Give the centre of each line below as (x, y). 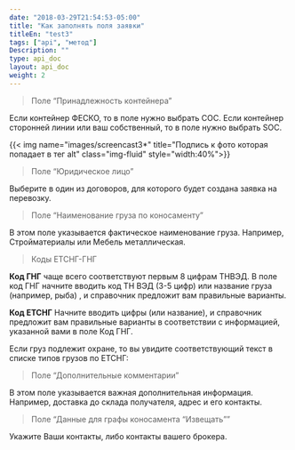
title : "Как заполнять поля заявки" (77, 26)
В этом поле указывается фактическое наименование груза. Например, (147, 232)
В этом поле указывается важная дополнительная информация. (131, 392)
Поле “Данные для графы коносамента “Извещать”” (131, 419)
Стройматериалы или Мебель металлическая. (98, 242)
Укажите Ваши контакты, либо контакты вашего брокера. (118, 436)
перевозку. (30, 197)
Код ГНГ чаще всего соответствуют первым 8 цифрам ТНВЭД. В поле (144, 276)
